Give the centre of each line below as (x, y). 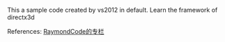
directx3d (21, 17)
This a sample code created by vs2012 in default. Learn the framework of (113, 10)
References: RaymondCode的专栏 (56, 31)
